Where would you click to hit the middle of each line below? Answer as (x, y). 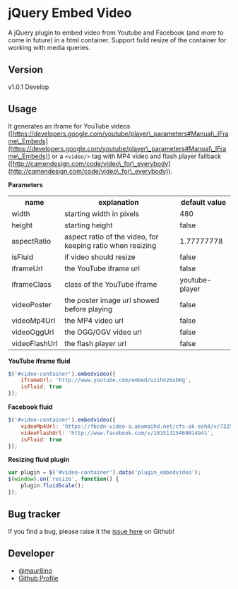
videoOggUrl (33, 332)
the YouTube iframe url (102, 268)
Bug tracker (34, 514)
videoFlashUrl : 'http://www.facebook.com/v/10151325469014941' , (117, 433)
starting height (88, 225)
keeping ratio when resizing (110, 245)
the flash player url (95, 343)
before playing (88, 309)
